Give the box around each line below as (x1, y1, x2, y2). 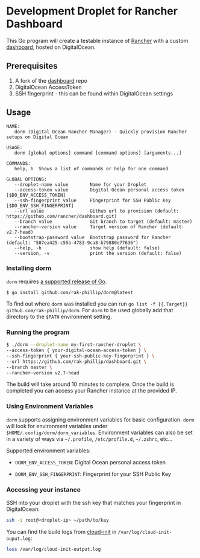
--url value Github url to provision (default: (14, 208, 180, 214)
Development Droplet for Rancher (6, 4, 178, 18)
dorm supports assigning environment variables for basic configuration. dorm (6, 415, 195, 423)
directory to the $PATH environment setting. (6, 313, 113, 320)
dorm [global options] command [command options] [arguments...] (14, 150, 182, 156)
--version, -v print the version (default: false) (14, 250, 182, 256)
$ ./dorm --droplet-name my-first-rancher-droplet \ (6, 342, 142, 348)
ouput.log (6, 536, 31, 542)
